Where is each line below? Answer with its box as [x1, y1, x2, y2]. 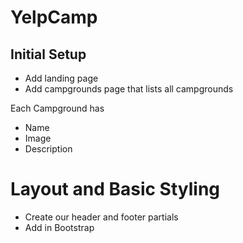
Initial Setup [10, 46, 87, 63]
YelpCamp [10, 6, 98, 29]
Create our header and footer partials [24, 211, 179, 223]
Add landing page [24, 72, 99, 84]
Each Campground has [10, 102, 105, 114]
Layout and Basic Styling [10, 178, 221, 201]
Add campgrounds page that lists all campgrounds [24, 83, 234, 95]
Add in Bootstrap [24, 221, 95, 233]
